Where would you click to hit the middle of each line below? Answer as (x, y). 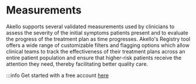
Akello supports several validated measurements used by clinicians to (90, 26)
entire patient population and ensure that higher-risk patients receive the (94, 58)
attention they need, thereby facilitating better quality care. (77, 64)
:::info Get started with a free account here (58, 75)
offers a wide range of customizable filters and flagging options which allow (98, 45)
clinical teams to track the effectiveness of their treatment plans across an (96, 51)
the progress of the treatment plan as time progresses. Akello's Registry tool (98, 39)
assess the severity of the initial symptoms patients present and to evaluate (97, 32)
